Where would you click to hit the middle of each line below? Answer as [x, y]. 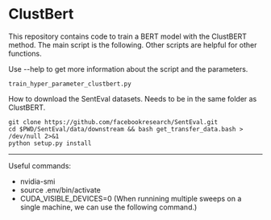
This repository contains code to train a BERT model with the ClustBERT [128, 36]
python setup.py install [50, 143]
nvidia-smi [38, 181]
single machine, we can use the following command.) [108, 207]
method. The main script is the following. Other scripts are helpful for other [133, 44]
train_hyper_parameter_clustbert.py [70, 84]
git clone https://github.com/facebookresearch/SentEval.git [113, 122]
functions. [25, 53]
